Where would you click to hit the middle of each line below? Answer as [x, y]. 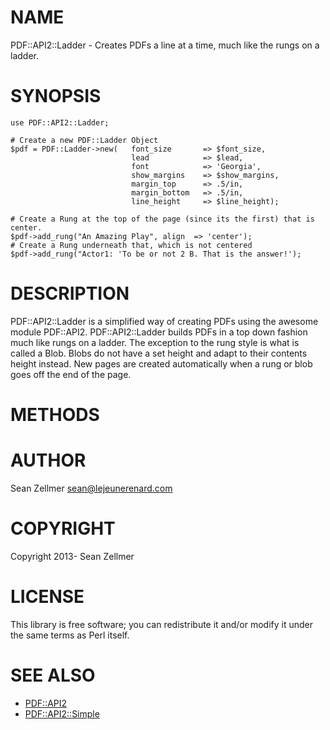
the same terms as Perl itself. [70, 635]
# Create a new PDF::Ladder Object [84, 140]
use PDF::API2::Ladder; [60, 122]
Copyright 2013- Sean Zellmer [72, 556]
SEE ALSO [53, 675]
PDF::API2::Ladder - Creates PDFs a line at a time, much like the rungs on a [165, 45]
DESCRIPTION [70, 293]
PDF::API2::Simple [62, 713]
